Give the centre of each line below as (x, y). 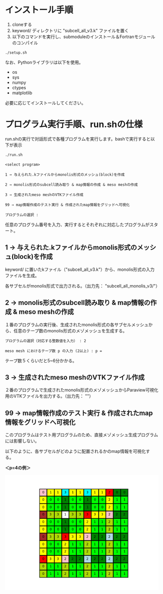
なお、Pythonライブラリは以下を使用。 (44, 62)
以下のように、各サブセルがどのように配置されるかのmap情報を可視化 (75, 451)
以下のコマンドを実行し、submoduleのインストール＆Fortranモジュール (84, 37)
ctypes (19, 87)
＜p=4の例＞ (18, 468)
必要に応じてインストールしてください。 (45, 102)
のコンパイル (25, 42)
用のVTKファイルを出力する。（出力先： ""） (49, 396)
